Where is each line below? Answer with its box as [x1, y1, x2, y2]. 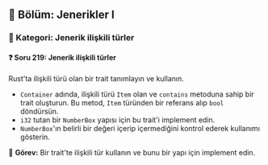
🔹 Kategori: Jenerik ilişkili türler [8, 32, 135, 43]
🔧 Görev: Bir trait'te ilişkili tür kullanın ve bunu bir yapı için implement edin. [8, 147, 256, 157]
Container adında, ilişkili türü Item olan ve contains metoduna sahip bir [19, 89, 254, 99]
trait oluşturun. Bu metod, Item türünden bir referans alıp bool [19, 97, 224, 107]
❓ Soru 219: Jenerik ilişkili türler [8, 52, 117, 62]
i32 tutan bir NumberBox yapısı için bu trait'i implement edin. [19, 114, 216, 125]
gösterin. [19, 132, 50, 142]
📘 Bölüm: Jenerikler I [8, 8, 115, 22]
